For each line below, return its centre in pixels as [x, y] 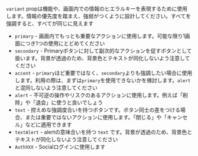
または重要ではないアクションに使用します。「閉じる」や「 [96, 117]
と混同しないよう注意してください [56, 88]
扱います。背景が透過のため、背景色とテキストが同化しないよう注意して [102, 58]
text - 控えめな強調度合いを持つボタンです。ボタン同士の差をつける [98, 110]
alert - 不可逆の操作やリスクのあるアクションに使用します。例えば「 [99, 95]
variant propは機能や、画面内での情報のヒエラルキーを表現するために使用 [97, 9]
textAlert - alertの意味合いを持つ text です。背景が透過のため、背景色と [103, 132]
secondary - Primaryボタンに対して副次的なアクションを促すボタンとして [103, 51]
